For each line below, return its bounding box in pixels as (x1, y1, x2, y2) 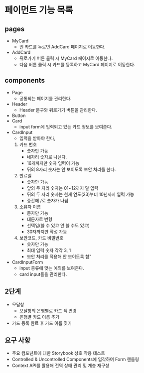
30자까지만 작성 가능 (26, 229, 67, 235)
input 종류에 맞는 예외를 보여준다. (19, 265, 85, 271)
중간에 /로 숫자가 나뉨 (26, 197, 69, 203)
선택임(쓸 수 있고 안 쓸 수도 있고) (26, 222, 90, 228)
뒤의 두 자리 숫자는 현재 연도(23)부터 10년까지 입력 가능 (26, 191, 135, 197)
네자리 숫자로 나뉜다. (26, 154, 67, 160)
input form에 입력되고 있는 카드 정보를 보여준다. (19, 124, 113, 129)
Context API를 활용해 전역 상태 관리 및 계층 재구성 (11, 363, 110, 369)
